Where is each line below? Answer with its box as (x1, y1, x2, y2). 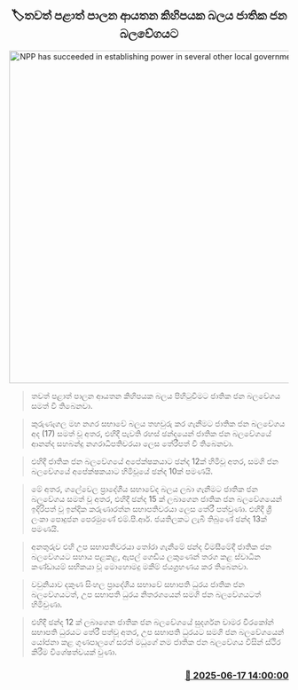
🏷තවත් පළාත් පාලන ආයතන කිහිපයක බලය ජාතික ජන (11, 8, 287, 23)
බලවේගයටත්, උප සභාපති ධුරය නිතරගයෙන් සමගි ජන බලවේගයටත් (30, 589, 262, 600)
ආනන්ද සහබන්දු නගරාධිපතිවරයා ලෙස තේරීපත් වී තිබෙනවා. (30, 438, 234, 449)
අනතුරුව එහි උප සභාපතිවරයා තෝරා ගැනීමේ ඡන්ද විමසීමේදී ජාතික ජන (30, 541, 272, 552)
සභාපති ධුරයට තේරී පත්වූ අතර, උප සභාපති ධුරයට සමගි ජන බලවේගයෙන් (30, 626, 285, 637)
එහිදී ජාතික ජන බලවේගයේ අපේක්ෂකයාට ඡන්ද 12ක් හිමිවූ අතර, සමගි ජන (30, 456, 279, 467)
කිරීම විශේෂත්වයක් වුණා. (30, 647, 117, 657)
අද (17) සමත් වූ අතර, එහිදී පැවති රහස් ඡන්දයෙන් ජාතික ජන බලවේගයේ (30, 427, 272, 438)
